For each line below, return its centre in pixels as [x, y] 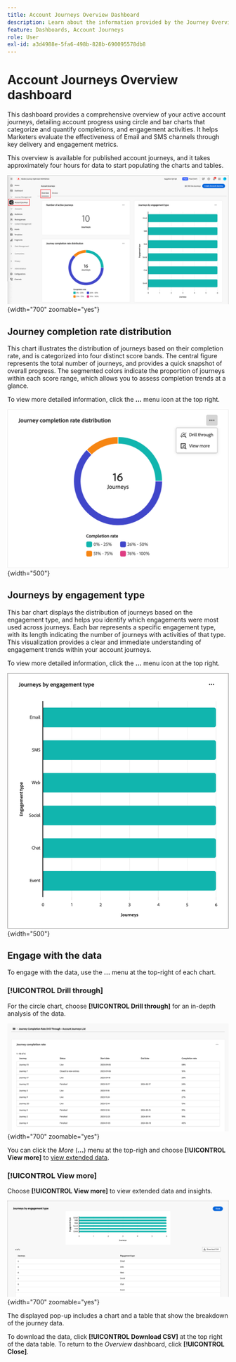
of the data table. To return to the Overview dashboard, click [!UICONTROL [116, 1344]
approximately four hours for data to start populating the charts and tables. [116, 166]
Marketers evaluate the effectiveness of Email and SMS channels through [113, 137]
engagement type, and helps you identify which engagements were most [113, 620]
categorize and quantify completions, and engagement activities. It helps [113, 129]
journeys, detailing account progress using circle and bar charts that [106, 122]
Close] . [18, 1351]
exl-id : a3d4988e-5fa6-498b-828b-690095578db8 [77, 45]
